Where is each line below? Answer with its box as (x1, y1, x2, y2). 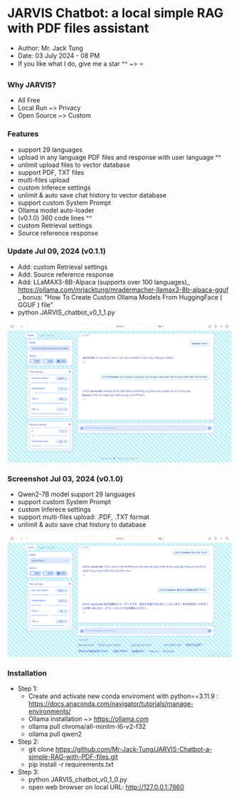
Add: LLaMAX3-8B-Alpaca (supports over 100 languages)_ (17, 277, 191, 286)
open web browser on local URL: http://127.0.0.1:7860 (28, 783, 185, 792)
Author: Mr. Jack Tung (17, 44, 83, 52)
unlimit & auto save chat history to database (17, 521, 147, 529)
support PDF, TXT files (17, 168, 85, 176)
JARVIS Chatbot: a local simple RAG (7, 5, 224, 21)
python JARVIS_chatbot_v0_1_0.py (28, 775, 127, 784)
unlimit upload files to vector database (17, 160, 130, 169)
